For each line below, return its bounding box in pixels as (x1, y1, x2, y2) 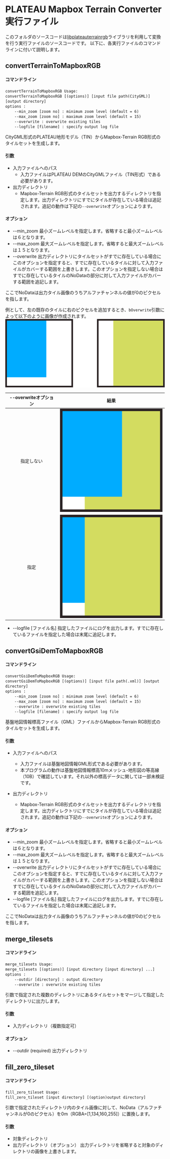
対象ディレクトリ (12, 1136, 48, 1142)
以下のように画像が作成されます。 (18, 313, 89, 319)
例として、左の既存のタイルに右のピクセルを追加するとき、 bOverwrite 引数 (5, 307, 160, 313)
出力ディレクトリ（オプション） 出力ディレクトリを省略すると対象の (12, 1142, 155, 1148)
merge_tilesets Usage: (5, 962, 53, 967)
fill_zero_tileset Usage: (5, 1089, 60, 1095)
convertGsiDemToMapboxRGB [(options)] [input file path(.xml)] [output (5, 679, 159, 684)
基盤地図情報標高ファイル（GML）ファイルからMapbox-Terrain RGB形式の (5, 718, 161, 725)
